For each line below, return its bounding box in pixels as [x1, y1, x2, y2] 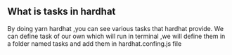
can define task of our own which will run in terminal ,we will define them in [7, 32, 226, 40]
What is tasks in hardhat [7, 6, 116, 18]
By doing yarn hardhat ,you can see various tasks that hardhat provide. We [7, 24, 224, 32]
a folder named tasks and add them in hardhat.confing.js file [7, 39, 182, 48]
